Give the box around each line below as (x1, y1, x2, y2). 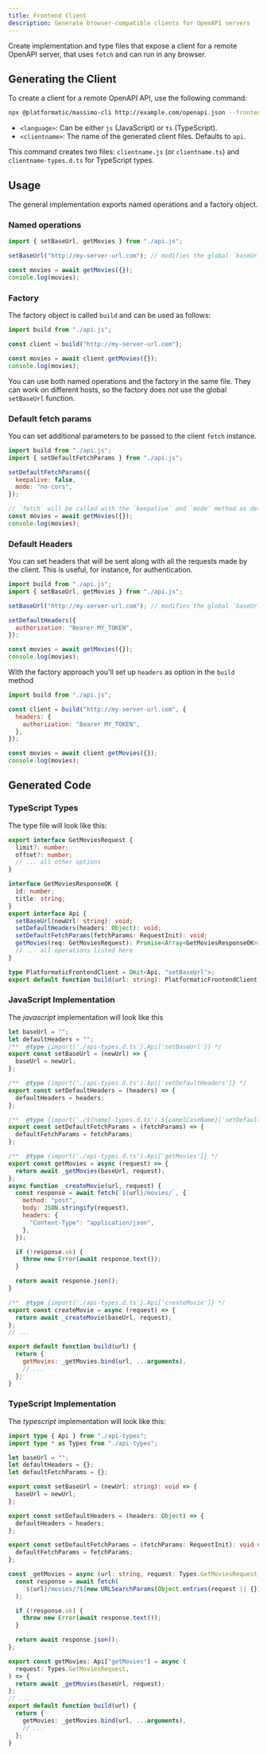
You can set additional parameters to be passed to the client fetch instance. (8, 431, 257, 440)
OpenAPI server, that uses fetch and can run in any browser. (8, 49, 207, 59)
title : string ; (15, 894, 66, 902)
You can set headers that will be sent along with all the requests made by (8, 557, 248, 566)
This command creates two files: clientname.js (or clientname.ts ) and (8, 147, 240, 157)
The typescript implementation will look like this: (8, 1416, 166, 1426)
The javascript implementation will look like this (8, 1012, 164, 1022)
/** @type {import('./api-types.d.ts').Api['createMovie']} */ (8, 1298, 226, 1306)
